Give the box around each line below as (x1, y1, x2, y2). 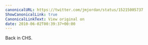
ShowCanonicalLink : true (5, 12, 58, 17)
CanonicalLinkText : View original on (5, 16, 85, 21)
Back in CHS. (5, 35, 33, 41)
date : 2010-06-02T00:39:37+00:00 (5, 21, 76, 26)
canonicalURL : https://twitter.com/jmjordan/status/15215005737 (5, 7, 143, 12)
